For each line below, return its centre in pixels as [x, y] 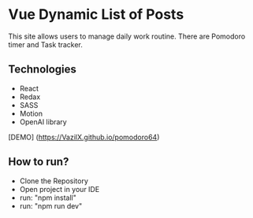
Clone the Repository [54, 181]
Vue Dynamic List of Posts [96, 15]
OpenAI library [43, 122]
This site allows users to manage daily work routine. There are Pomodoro [127, 36]
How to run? [39, 162]
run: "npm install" [48, 198]
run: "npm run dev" [51, 205]
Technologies [43, 70]
